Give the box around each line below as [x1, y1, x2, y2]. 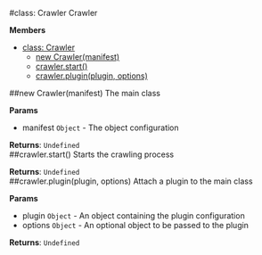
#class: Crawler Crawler [9, 8, 98, 18]
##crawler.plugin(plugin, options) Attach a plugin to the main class [9, 176, 253, 186]
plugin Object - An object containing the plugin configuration [21, 210, 245, 221]
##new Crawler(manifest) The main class [9, 88, 160, 98]
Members [9, 25, 46, 35]
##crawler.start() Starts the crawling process [9, 149, 175, 160]
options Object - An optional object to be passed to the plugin [21, 220, 250, 230]
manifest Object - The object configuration [21, 122, 180, 133]
